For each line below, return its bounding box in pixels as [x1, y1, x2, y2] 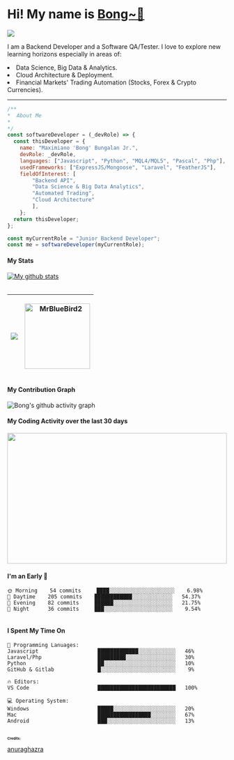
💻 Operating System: [7, 697, 70, 705]
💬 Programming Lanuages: [7, 641, 79, 649]
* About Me [7, 112, 42, 119]
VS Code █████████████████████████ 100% [7, 685, 198, 692]
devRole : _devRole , [19, 151, 77, 158]
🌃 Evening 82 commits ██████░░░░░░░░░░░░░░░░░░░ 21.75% [7, 600, 201, 607]
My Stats [7, 256, 34, 264]
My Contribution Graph [7, 386, 76, 394]
